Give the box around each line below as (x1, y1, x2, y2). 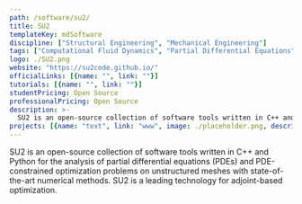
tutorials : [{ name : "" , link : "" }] (9, 80, 143, 89)
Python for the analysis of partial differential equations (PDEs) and (9, 156, 254, 166)
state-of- (250, 165, 284, 176)
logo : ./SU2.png (9, 55, 70, 64)
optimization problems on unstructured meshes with (55, 165, 249, 176)
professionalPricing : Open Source (9, 96, 139, 106)
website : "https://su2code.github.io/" (9, 64, 159, 73)
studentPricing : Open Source (9, 88, 119, 97)
